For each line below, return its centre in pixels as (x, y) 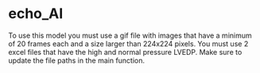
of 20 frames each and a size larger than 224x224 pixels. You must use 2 (128, 43)
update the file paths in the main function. (77, 60)
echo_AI (36, 14)
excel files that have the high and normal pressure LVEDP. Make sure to (125, 52)
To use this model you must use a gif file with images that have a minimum (130, 35)
